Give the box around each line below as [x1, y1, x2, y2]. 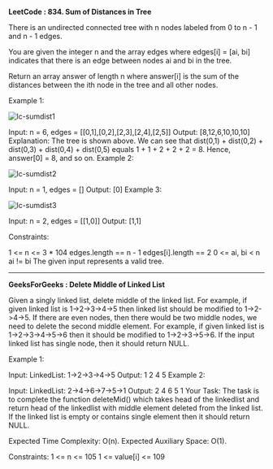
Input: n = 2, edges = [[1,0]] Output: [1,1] [8, 216, 142, 226]
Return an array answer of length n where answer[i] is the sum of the [8, 72, 240, 80]
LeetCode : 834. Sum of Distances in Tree [8, 7, 152, 16]
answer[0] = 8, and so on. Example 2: [8, 154, 134, 163]
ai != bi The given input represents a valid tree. [8, 256, 164, 266]
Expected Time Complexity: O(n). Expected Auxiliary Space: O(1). [8, 436, 227, 445]
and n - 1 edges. [8, 32, 63, 41]
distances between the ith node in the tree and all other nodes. [8, 80, 219, 89]
